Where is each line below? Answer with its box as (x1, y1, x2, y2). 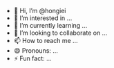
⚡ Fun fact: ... (13, 54, 52, 62)
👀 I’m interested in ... (13, 14, 73, 22)
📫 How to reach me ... (13, 37, 78, 44)
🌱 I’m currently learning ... (13, 22, 88, 29)
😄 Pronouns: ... (13, 46, 59, 55)
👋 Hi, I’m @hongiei (13, 7, 66, 15)
